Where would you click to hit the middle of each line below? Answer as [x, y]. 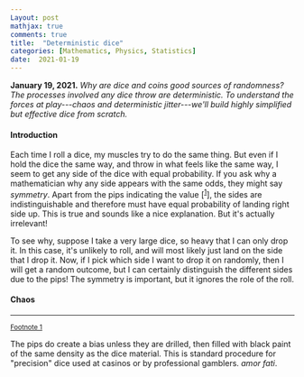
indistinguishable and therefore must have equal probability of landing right [150, 204]
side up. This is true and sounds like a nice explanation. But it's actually [143, 214]
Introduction [34, 134]
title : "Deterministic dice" [67, 43]
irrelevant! [29, 223]
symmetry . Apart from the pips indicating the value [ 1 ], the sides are [136, 193]
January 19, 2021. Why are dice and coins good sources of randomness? [147, 85]
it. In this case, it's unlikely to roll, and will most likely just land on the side [147, 250]
